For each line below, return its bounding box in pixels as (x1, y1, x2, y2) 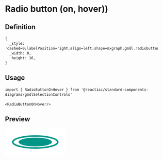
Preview (5, 115, 31, 124)
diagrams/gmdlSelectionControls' (5, 92, 73, 97)
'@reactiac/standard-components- (81, 87, 149, 92)
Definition (5, 23, 35, 31)
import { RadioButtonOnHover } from (5, 87, 79, 92)
